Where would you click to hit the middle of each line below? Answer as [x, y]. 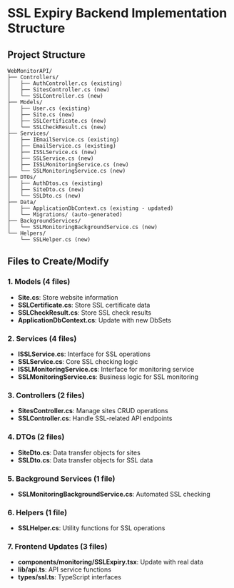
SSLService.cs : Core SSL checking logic [78, 361]
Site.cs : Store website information [68, 297]
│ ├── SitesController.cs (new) [59, 90]
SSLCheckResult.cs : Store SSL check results [85, 313]
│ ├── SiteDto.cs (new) [46, 190]
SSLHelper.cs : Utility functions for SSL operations [91, 528]
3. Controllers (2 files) [46, 395]
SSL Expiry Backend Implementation [117, 13]
